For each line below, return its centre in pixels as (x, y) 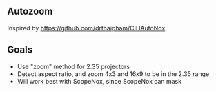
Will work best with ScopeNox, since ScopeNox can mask (99, 81)
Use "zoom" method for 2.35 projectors (73, 66)
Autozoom (30, 11)
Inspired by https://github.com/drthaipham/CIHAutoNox (86, 28)
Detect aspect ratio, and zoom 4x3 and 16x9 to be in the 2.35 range (113, 74)
